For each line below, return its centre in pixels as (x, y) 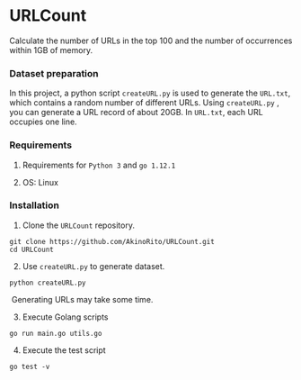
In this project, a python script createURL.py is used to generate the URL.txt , (150, 93)
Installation (35, 205)
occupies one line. (44, 122)
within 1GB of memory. (51, 50)
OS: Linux (40, 182)
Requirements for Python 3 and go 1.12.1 (99, 165)
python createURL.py (48, 283)
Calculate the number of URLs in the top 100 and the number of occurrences (151, 41)
